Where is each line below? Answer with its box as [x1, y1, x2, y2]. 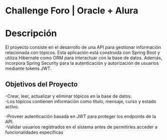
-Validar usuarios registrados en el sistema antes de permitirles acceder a [5, 124, 158, 130]
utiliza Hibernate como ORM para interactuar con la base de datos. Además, [5, 55, 162, 61]
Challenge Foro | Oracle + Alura [5, 5, 139, 16]
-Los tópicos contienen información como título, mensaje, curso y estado [5, 98, 156, 104]
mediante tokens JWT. [5, 65, 52, 72]
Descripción [5, 28, 57, 39]
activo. [5, 104, 19, 110]
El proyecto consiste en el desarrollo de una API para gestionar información [5, 44, 161, 50]
